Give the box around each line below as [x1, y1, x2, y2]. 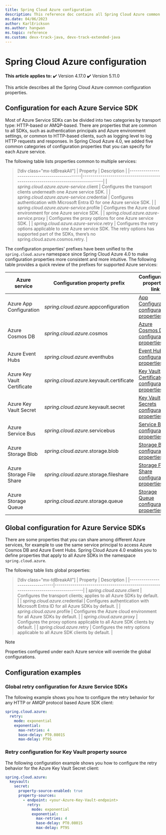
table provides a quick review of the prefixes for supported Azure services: [5, 261, 158, 267]
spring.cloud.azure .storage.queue [44, 497, 124, 504]
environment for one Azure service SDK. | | [17, 210, 105, 216]
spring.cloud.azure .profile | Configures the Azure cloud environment [17, 608, 157, 614]
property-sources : [18, 793, 56, 798]
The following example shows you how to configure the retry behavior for [5, 694, 155, 700]
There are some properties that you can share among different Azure [5, 537, 146, 542]
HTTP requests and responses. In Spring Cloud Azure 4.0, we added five [5, 138, 153, 144]
